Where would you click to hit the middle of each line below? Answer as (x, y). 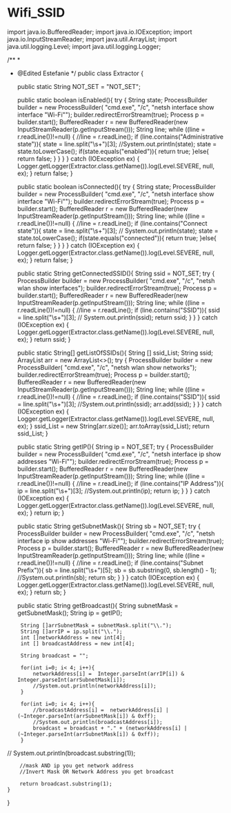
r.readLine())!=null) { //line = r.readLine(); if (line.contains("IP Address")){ (120, 483)
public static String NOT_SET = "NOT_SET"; (79, 86)
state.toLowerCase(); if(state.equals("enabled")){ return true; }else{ (113, 151)
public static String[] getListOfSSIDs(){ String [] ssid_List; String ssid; (115, 353)
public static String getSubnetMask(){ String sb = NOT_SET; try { (109, 526)
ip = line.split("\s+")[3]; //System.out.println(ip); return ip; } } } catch (113, 491)
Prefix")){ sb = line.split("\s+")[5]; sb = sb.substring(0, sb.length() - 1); (117, 570)
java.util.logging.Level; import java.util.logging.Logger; (84, 46)
